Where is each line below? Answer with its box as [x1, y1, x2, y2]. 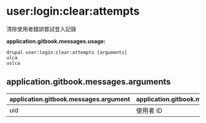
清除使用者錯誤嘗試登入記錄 [6, 25, 77, 32]
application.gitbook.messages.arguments [6, 76, 171, 87]
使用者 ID [135, 106, 162, 114]
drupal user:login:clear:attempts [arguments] [6, 49, 128, 56]
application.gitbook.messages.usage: [6, 37, 106, 45]
